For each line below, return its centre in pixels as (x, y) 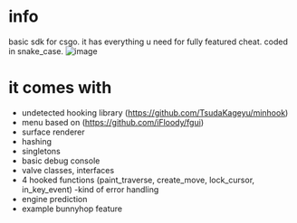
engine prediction (54, 199)
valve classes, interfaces (68, 170)
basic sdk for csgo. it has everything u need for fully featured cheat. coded (148, 42)
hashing (36, 141)
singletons (41, 151)
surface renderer (53, 132)
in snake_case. (36, 51)
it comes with (60, 88)
